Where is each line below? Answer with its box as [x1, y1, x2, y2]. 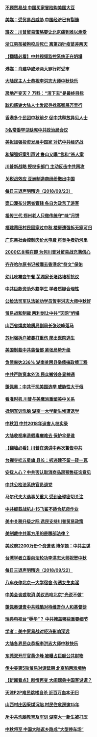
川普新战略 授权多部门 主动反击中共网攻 [5, 164, 85, 170]
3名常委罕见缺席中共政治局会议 [5, 127, 69, 133]
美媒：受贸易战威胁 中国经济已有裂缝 [5, 17, 79, 23]
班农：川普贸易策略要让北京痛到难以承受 [5, 29, 87, 35]
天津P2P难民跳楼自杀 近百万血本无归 [5, 690, 79, 695]
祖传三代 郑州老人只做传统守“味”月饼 [5, 213, 80, 218]
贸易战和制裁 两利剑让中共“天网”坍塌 [5, 310, 80, 316]
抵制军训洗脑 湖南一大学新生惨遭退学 [5, 408, 79, 414]
